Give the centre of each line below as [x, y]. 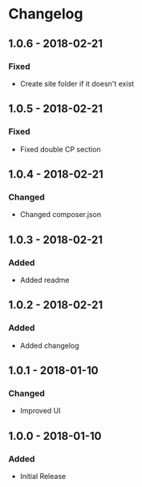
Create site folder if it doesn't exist [77, 83]
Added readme [45, 280]
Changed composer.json [61, 215]
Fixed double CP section [61, 149]
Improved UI [40, 411]
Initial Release [43, 476]
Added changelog [49, 345]
